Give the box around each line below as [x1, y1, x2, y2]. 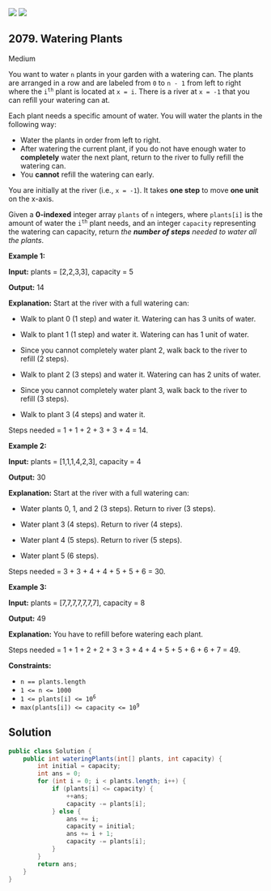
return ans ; [37, 859, 78, 868]
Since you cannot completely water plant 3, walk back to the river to [19, 385, 248, 394]
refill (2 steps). [19, 353, 69, 364]
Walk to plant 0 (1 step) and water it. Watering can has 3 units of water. [19, 313, 256, 323]
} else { [51, 807, 82, 816]
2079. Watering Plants [8, 32, 123, 46]
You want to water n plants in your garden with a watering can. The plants [8, 69, 254, 79]
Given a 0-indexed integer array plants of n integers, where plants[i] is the [8, 209, 263, 219]
